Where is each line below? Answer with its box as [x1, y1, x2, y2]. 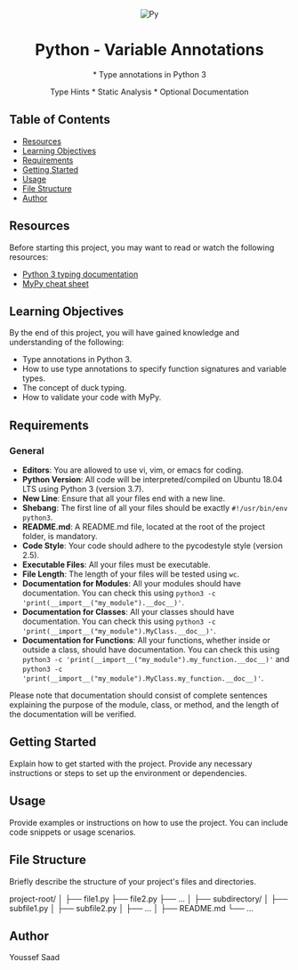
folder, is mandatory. [21, 531, 98, 542]
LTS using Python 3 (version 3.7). [21, 484, 144, 495]
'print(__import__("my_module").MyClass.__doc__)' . [21, 626, 216, 636]
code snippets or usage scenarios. [9, 827, 136, 837]
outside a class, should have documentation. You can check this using [21, 644, 280, 655]
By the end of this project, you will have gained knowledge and [9, 327, 240, 338]
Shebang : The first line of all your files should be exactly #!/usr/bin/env [21, 503, 288, 513]
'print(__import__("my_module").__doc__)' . [21, 597, 185, 608]
